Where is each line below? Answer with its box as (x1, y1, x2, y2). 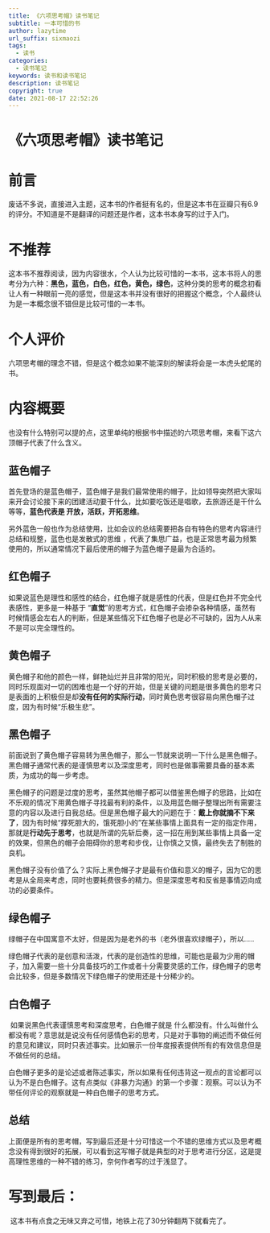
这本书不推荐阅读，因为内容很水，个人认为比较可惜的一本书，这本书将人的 (8, 269, 255, 279)
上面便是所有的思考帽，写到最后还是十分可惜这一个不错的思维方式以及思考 (8, 1136, 255, 1146)
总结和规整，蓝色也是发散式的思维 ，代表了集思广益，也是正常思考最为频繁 (8, 534, 257, 544)
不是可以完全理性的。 (8, 623, 79, 632)
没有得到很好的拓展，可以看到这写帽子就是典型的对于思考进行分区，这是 (14, 1146, 255, 1156)
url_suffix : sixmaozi (8, 34, 81, 43)
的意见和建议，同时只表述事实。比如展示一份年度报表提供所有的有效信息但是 (8, 1041, 262, 1050)
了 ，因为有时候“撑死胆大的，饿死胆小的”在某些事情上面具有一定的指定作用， (8, 818, 261, 828)
